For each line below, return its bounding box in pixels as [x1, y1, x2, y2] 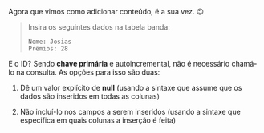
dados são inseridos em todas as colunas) [19, 91, 160, 101]
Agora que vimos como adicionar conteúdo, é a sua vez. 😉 [8, 7, 205, 16]
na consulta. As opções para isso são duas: [15, 67, 160, 77]
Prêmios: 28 [27, 45, 68, 53]
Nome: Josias [27, 38, 72, 46]
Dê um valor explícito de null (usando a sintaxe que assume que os [19, 83, 242, 92]
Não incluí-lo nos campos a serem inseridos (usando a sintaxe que [19, 107, 241, 116]
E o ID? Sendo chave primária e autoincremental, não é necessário [8, 59, 230, 68]
